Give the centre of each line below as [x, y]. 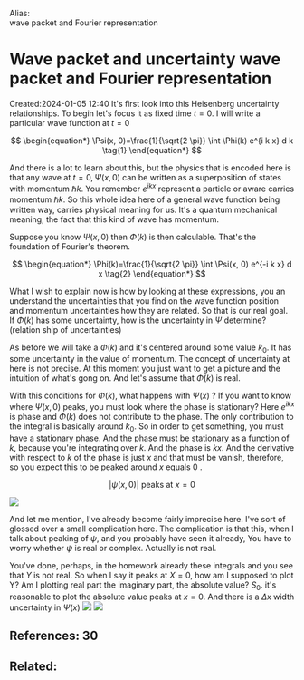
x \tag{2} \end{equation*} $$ [152, 273]
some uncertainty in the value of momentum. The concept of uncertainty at [150, 359]
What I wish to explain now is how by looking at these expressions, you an [147, 291]
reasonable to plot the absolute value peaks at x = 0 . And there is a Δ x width [152, 597]
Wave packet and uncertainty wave [145, 59]
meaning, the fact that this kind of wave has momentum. [114, 219]
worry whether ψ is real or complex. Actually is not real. [113, 548]
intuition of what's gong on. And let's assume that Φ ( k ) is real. [125, 378]
